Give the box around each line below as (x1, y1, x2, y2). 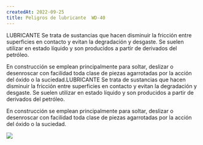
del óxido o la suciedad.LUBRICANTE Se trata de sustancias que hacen (6, 76, 186, 83)
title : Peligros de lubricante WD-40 (6, 15, 105, 21)
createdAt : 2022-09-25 (6, 9, 64, 15)
